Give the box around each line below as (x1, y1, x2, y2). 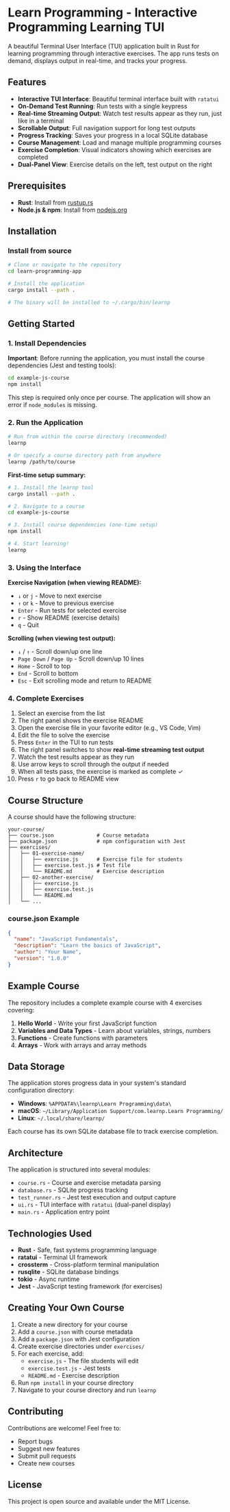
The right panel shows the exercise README (17, 716, 144, 724)
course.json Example (8, 914, 79, 923)
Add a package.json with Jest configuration (17, 1334, 140, 1343)
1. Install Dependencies (8, 338, 87, 347)
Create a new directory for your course (17, 1320, 128, 1328)
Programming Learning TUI (8, 19, 165, 35)
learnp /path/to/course (8, 458, 76, 465)
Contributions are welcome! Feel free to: (8, 1424, 122, 1432)
